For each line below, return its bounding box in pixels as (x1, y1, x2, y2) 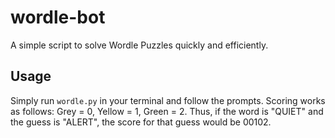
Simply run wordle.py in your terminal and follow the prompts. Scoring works (10, 94, 326, 106)
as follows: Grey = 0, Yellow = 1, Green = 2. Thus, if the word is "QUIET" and (10, 105, 324, 117)
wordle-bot (10, 6, 106, 29)
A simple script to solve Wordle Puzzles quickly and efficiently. (10, 39, 269, 51)
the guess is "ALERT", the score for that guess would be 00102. (10, 116, 272, 128)
